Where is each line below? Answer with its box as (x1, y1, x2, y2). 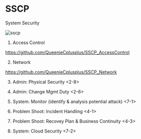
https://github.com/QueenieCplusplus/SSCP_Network (5, 69, 117, 75)
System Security (5, 20, 39, 26)
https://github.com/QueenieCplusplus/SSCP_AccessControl (5, 49, 130, 55)
